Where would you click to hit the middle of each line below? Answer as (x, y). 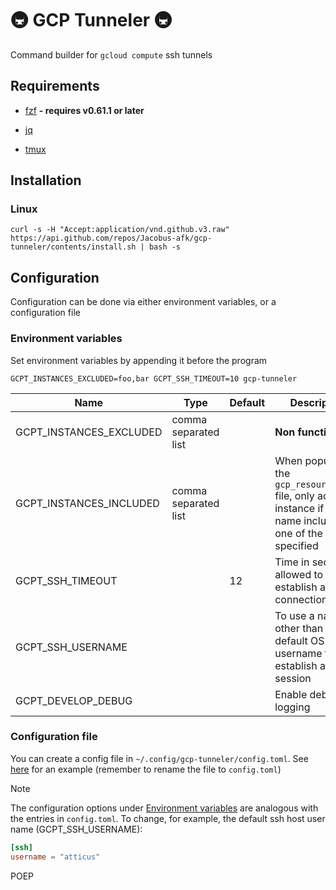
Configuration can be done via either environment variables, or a (143, 302)
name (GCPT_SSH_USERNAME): (76, 829)
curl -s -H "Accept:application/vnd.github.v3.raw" (120, 230)
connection (301, 599)
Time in (292, 562)
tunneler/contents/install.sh (73, 247)
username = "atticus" (55, 857)
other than (299, 628)
